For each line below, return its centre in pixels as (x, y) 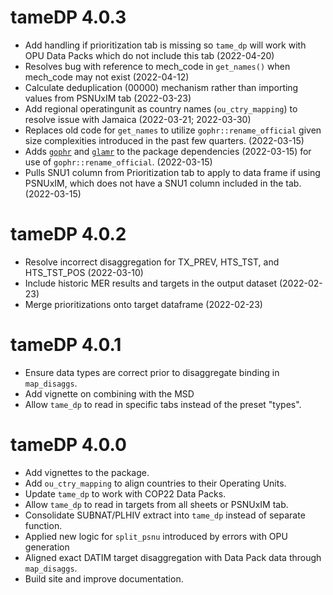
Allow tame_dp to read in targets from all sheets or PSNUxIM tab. (156, 504)
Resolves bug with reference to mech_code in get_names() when (157, 66)
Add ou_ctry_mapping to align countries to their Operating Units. (155, 483)
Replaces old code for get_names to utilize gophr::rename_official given (173, 130)
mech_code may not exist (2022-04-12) (107, 77)
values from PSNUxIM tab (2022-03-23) (108, 98)
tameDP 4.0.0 (68, 445)
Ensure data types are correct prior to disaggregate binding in (152, 372)
